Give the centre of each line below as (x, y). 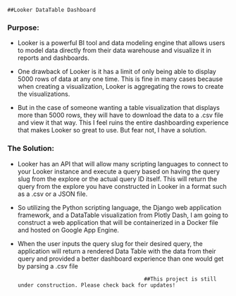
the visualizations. (44, 94)
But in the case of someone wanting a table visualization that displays (119, 108)
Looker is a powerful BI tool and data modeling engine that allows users (121, 43)
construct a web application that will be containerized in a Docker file (118, 222)
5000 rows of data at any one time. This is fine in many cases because (120, 79)
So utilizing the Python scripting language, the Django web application (119, 207)
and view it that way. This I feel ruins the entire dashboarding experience (123, 123)
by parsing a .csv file (48, 266)
